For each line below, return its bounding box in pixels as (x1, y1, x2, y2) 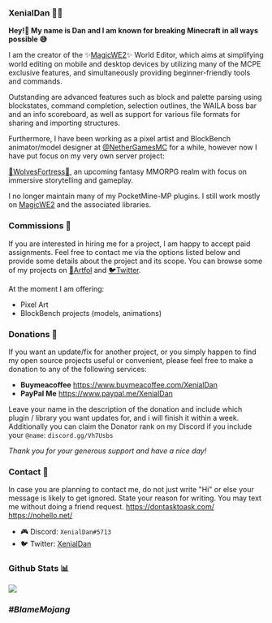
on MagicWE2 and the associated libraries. (8, 200, 152, 210)
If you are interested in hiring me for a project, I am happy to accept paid (8, 239, 251, 249)
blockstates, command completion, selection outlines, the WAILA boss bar (8, 101, 257, 110)
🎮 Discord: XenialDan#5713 (19, 527, 112, 537)
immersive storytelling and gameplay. (8, 175, 134, 185)
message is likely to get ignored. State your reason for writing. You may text (8, 493, 262, 503)
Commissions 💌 (8, 220, 71, 231)
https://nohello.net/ (8, 511, 73, 521)
